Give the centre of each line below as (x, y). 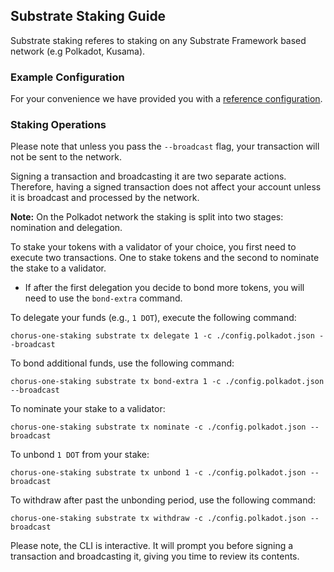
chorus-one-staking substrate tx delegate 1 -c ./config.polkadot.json (162, 336)
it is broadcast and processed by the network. (105, 198)
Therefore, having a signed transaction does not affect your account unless (166, 187)
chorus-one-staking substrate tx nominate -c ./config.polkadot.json (158, 427)
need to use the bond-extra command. (103, 298)
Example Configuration (67, 77)
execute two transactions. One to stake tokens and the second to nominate (165, 258)
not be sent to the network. (66, 157)
